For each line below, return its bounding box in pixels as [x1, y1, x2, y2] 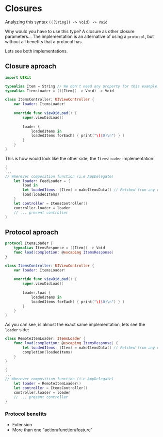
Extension [12, 421, 33, 427]
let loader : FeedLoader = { [14, 178, 70, 184]
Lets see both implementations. [5, 48, 68, 54]
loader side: [5, 327, 29, 333]
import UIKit [5, 75, 32, 80]
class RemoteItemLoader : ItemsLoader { [5, 336, 86, 341]
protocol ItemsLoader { [5, 241, 53, 246]
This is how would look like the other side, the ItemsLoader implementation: [5, 155, 155, 161]
